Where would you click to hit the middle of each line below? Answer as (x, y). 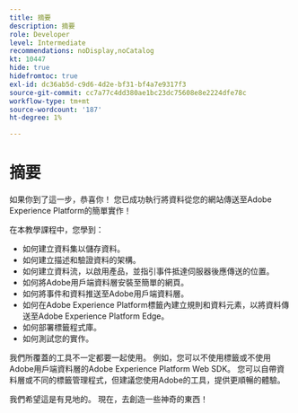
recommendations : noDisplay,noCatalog (82, 51)
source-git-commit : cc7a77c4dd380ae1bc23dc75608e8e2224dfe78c (128, 92)
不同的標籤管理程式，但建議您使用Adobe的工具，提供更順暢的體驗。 (159, 380)
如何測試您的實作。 (58, 338)
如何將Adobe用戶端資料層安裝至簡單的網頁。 (105, 283)
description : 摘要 (42, 26)
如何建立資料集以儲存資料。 (74, 249)
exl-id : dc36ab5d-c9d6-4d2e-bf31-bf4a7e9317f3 (98, 84)
